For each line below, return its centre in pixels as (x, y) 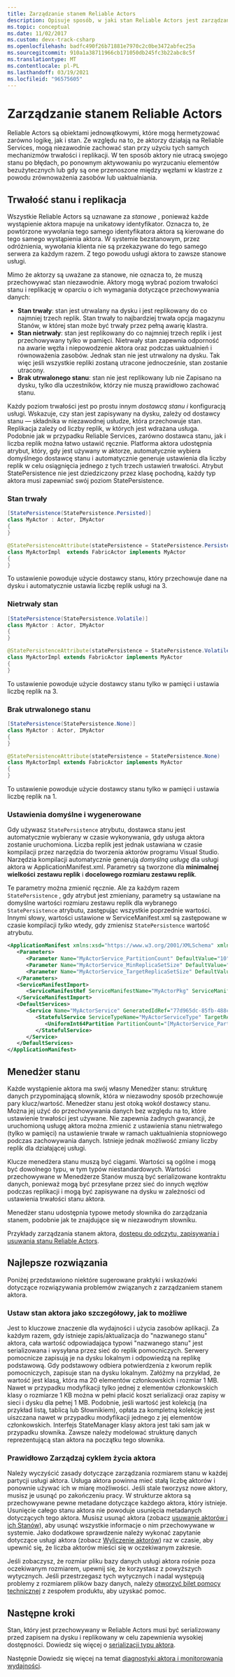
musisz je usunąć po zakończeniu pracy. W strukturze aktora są (99, 1495)
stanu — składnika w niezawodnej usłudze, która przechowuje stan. (105, 421)
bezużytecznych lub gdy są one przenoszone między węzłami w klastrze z (115, 170)
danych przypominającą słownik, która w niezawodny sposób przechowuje (115, 1096)
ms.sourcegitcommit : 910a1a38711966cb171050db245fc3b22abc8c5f (101, 53)
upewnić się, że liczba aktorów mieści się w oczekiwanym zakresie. (105, 1548)
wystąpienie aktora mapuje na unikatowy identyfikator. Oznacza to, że (108, 224)
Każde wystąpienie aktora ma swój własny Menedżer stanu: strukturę (107, 1088)
